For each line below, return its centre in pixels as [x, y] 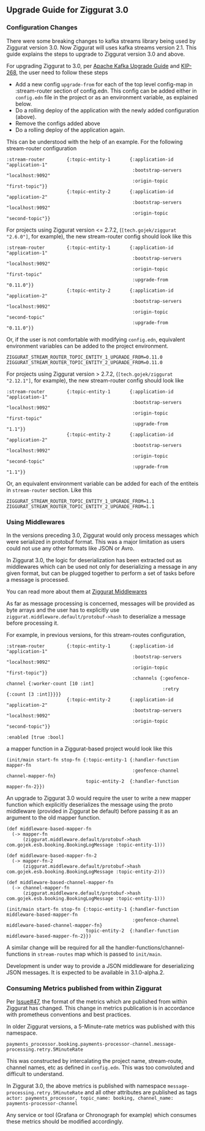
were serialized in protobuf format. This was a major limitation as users [96, 541]
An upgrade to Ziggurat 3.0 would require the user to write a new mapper [99, 798]
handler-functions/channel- [150, 947]
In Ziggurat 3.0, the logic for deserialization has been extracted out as [94, 560]
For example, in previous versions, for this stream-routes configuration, [96, 634]
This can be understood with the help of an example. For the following [95, 142]
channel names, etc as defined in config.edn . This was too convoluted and [100, 1068]
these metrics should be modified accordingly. [65, 1122]
